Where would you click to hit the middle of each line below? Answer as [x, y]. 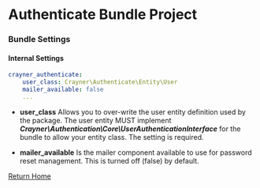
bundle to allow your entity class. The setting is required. [111, 137]
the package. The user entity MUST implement [95, 120]
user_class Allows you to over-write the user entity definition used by [133, 111]
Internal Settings [36, 58]
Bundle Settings [39, 39]
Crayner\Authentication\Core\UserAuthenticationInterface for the [130, 129]
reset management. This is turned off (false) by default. [109, 160]
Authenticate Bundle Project [103, 15]
